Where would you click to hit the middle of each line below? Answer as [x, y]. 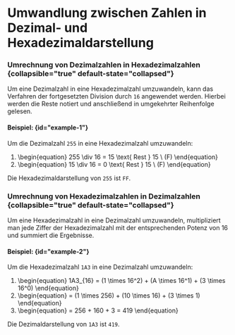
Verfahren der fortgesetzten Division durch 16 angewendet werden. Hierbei [116, 96]
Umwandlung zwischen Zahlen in [107, 13]
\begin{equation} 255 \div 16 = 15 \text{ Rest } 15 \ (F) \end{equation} [118, 157]
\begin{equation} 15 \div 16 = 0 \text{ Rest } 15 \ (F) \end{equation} [114, 164]
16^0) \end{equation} [48, 288]
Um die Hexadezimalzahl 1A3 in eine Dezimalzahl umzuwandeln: [100, 267]
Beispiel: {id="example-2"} [48, 251]
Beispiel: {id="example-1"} [48, 127]
